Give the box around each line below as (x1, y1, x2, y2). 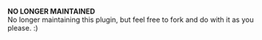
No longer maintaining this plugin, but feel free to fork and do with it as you (7, 15, 254, 24)
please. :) (7, 24, 38, 32)
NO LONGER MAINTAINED (7, 7, 96, 16)
